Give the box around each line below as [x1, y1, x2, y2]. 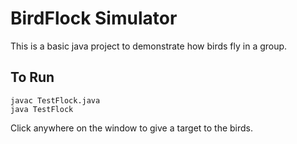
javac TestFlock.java [10, 95, 101, 106]
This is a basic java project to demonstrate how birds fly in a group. [10, 40, 288, 52]
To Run [10, 69, 55, 86]
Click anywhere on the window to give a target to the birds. [10, 122, 254, 134]
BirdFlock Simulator [10, 7, 178, 30]
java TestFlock [10, 104, 74, 114]
